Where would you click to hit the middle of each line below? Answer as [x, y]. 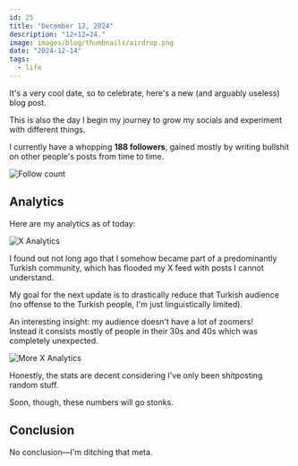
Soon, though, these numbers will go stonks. [92, 402]
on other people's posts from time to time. [87, 156]
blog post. [28, 102]
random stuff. [34, 384]
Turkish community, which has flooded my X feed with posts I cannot [136, 268]
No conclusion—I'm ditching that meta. [81, 452]
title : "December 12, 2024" [62, 26]
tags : [19, 59]
